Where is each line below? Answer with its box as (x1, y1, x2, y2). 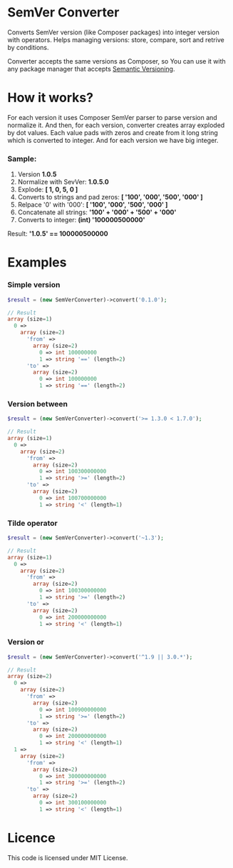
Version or (7, 637, 45, 647)
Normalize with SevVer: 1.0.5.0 (17, 178, 109, 186)
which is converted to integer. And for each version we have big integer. (7, 136, 219, 144)
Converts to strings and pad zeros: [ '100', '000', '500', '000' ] (17, 193, 203, 201)
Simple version (7, 280, 61, 290)
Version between (7, 399, 68, 409)
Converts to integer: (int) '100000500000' (17, 216, 145, 224)
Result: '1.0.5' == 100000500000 (7, 229, 108, 238)
